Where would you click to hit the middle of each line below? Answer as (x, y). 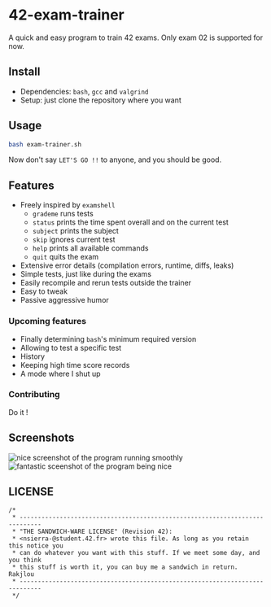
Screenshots (42, 438)
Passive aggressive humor (65, 300)
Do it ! (18, 412)
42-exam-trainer (66, 15)
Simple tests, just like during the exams (86, 274)
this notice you (36, 546)
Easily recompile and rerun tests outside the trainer (106, 283)
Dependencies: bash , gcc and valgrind (84, 91)
